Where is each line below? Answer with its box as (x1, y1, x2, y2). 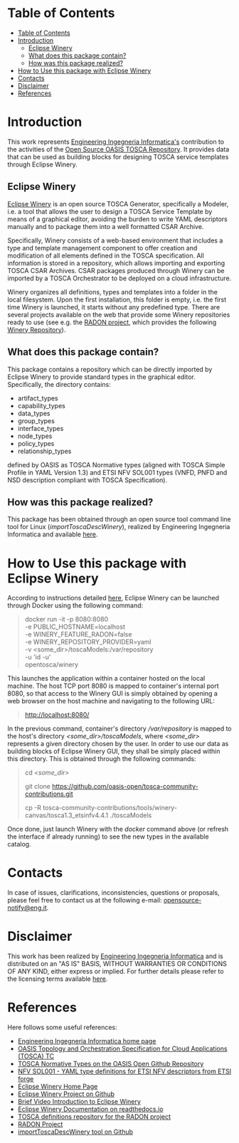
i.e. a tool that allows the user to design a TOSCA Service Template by (7, 207, 213, 216)
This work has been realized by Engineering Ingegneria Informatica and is (7, 952, 224, 961)
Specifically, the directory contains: (7, 380, 112, 388)
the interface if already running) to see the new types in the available (7, 832, 209, 841)
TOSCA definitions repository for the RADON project (17, 1112, 171, 1121)
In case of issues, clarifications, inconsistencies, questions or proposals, (7, 888, 220, 897)
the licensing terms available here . (7, 974, 108, 983)
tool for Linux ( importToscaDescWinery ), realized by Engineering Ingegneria (7, 523, 230, 531)
